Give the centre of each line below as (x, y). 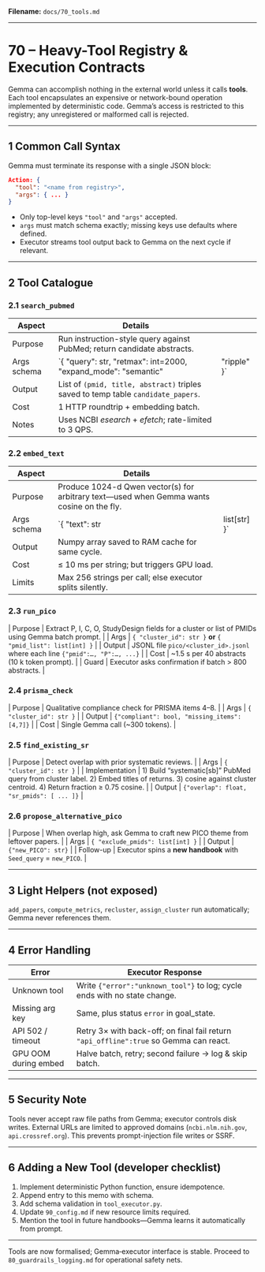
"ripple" (235, 361)
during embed (38, 1064)
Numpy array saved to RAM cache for (127, 542)
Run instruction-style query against (124, 338)
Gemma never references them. (60, 918)
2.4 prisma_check (41, 691)
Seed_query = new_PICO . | (47, 858)
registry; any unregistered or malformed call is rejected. (99, 114)
